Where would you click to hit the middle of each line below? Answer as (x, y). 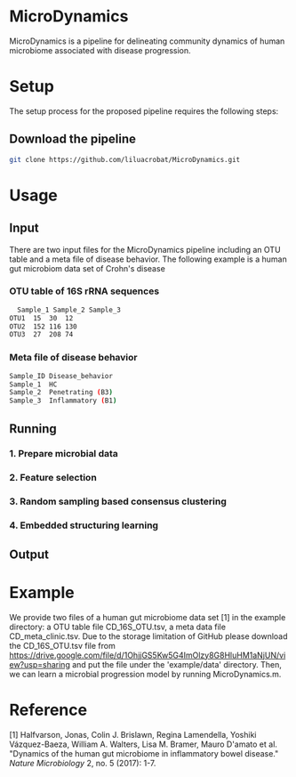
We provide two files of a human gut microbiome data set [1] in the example (148, 617)
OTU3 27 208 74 (41, 335)
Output (29, 554)
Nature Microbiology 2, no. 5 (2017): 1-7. (83, 763)
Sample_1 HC (33, 384)
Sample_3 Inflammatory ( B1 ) (63, 401)
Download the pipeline (72, 139)
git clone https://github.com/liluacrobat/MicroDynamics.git (125, 159)
